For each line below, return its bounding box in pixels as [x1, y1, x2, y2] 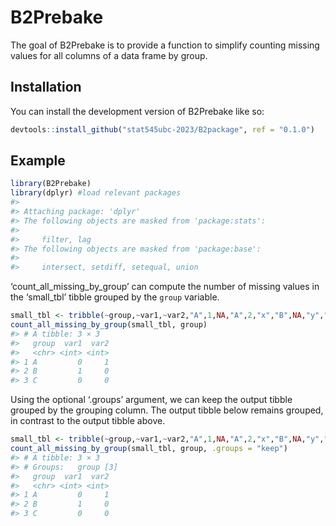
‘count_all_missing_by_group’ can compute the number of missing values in [10, 281, 320, 293]
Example [10, 152, 66, 170]
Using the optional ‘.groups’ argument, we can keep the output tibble [10, 394, 293, 406]
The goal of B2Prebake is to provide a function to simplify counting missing [10, 39, 320, 51]
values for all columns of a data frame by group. [10, 49, 208, 61]
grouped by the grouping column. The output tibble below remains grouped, [10, 404, 324, 416]
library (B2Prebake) [10, 179, 92, 189]
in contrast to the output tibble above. [10, 415, 166, 427]
